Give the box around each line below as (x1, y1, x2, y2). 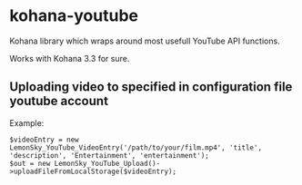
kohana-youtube (9, 5, 139, 26)
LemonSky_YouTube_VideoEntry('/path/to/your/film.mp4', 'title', (9, 142, 262, 152)
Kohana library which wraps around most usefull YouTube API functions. (9, 35, 280, 46)
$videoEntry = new (9, 135, 79, 144)
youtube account (9, 93, 109, 109)
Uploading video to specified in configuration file (9, 79, 293, 95)
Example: (9, 117, 45, 128)
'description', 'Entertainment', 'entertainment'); (9, 151, 209, 160)
